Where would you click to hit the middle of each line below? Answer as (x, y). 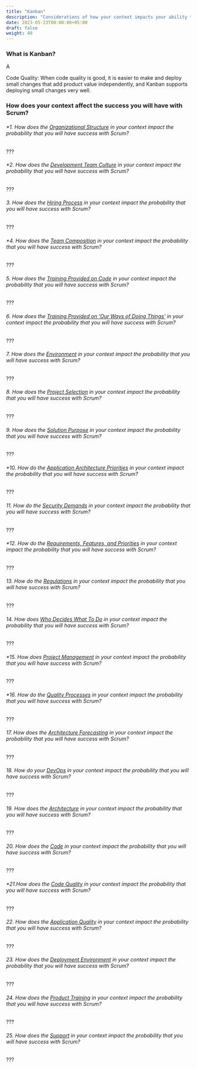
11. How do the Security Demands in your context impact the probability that (98, 505)
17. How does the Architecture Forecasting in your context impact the (89, 733)
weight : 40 (19, 33)
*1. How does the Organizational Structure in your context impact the (90, 127)
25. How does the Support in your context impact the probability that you (95, 1035)
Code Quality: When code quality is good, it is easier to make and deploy (94, 78)
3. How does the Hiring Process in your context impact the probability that (96, 202)
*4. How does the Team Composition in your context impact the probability (97, 241)
